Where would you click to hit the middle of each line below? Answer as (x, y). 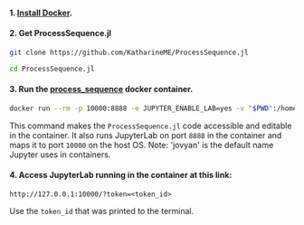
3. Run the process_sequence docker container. (101, 89)
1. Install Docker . (41, 13)
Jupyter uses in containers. (60, 155)
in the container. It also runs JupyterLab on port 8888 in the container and (146, 135)
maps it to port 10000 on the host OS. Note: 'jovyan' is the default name (142, 145)
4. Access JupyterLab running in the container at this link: (121, 175)
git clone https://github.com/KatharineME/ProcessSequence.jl (129, 52)
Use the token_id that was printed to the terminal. (102, 211)
